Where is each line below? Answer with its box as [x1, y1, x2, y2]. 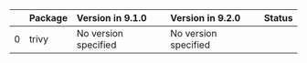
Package [28, 12, 69, 24]
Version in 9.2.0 [170, 12, 241, 24]
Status [263, 12, 293, 24]
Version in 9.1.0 [76, 12, 148, 24]
